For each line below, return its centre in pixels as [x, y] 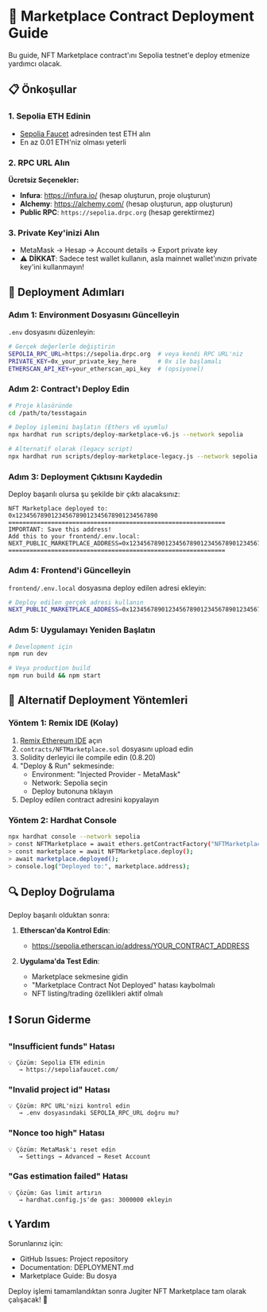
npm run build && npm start [55, 676]
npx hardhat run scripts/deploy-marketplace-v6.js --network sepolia [126, 435]
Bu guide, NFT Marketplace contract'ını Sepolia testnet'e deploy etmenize [129, 55]
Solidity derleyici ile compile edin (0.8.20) [88, 757]
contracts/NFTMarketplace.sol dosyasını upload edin [106, 749]
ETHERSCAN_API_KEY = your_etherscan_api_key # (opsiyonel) [106, 369]
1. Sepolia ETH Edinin [50, 116]
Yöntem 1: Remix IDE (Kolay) [64, 723]
